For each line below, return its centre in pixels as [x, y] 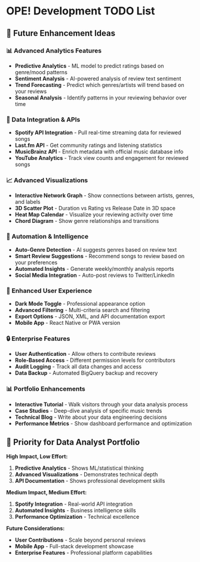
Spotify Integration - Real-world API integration [74, 504]
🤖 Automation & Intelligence [47, 237]
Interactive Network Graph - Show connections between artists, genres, [104, 195]
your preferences [36, 262]
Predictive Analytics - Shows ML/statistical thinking [79, 468]
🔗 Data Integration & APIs [43, 119]
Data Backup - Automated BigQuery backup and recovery [86, 373]
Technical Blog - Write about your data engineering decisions [91, 417]
